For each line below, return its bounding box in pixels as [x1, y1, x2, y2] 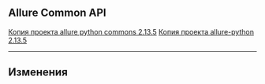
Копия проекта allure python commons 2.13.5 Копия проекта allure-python [8, 27, 255, 36]
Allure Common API [8, 6, 106, 20]
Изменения [8, 66, 69, 79]
